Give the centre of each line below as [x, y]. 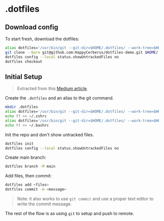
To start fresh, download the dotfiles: [42, 39]
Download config [32, 27]
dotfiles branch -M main [30, 167]
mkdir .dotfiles [21, 107]
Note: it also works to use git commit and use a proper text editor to [85, 199]
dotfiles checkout [24, 61]
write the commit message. [44, 204]
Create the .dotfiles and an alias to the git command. [59, 98]
